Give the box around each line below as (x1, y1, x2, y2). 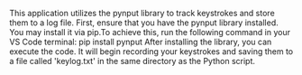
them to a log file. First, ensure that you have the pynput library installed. (9, 17, 279, 28)
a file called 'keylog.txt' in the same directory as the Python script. (9, 56, 255, 66)
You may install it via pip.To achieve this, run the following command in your (9, 27, 291, 37)
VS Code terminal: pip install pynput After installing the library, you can (9, 36, 272, 47)
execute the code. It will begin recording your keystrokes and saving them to (9, 46, 294, 57)
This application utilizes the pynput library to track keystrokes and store (9, 8, 275, 18)
